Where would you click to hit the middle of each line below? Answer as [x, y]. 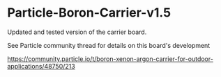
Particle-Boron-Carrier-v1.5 [89, 13]
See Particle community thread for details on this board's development [109, 45]
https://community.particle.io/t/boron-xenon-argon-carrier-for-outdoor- [110, 59]
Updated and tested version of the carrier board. [77, 32]
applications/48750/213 [41, 66]
